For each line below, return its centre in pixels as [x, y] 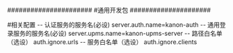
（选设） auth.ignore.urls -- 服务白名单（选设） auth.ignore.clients [102, 42]
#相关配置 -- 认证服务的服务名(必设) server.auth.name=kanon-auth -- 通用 [114, 25]
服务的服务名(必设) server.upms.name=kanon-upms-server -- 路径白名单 [118, 33]
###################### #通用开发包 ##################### [109, 10]
